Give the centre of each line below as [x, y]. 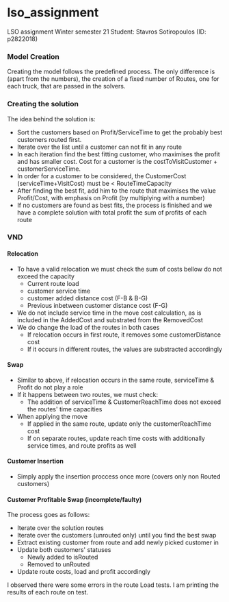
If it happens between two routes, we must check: [87, 394]
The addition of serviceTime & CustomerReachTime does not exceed [124, 402]
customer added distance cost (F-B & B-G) [87, 298]
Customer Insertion [35, 461]
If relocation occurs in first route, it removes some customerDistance [124, 335]
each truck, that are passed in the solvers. [66, 86]
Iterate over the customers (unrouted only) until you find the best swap [117, 535]
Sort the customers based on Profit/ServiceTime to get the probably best [120, 132]
